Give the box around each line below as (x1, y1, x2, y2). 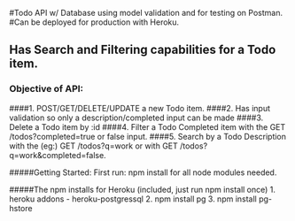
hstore (9, 202, 33, 213)
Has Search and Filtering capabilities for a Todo (9, 42, 276, 57)
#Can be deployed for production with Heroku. (9, 17, 180, 27)
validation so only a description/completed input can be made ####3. (9, 112, 264, 123)
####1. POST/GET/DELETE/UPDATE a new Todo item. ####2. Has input (9, 103, 270, 113)
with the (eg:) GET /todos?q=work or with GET (9, 141, 179, 151)
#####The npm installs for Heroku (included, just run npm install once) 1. (9, 184, 276, 194)
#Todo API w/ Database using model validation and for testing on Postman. (9, 8, 283, 18)
